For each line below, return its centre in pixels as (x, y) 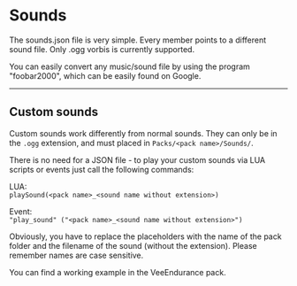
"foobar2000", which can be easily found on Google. (105, 75)
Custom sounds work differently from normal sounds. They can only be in (143, 133)
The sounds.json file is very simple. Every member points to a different (138, 40)
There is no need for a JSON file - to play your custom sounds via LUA (137, 159)
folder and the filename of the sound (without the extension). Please (133, 245)
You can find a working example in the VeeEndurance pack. (118, 272)
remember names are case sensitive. (76, 255)
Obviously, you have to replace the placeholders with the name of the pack (145, 236)
